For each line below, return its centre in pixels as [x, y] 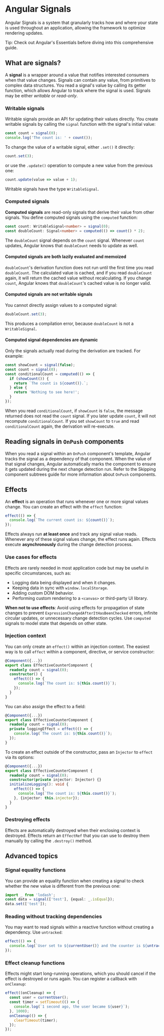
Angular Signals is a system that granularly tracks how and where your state [82, 23]
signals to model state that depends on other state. [56, 623]
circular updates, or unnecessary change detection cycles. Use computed [78, 618]
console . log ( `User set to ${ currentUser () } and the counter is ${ [78, 946]
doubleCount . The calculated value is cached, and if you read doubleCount [79, 273]
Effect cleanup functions [35, 963]
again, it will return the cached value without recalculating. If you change [78, 278]
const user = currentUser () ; [39, 998]
